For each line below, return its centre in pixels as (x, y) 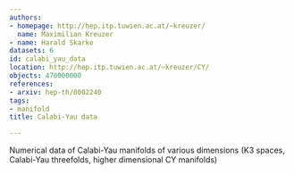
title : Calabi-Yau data (54, 117)
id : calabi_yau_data (48, 59)
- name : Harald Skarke (51, 42)
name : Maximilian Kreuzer (66, 34)
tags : (19, 100)
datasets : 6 (31, 51)
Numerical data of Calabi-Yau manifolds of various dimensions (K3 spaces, (147, 150)
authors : (25, 17)
